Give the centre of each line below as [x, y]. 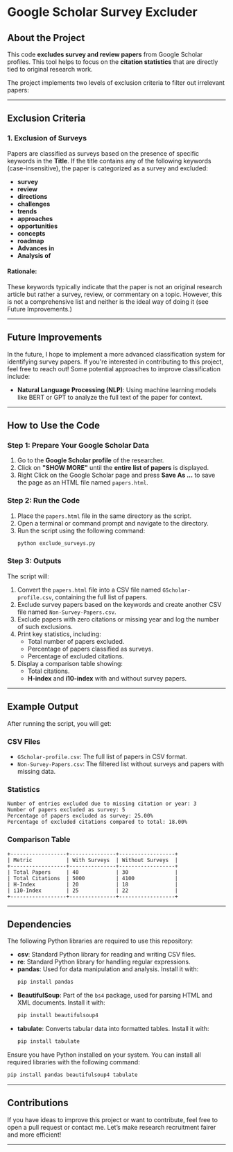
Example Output [43, 707]
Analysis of [34, 255]
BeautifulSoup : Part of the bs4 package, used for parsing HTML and [115, 996]
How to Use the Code [54, 426]
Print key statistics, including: [59, 634]
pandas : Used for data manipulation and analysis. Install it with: [108, 969]
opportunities [37, 226]
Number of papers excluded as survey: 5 [67, 810]
